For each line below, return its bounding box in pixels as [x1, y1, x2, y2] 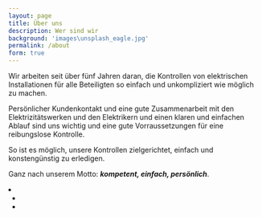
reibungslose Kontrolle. [8, 129, 85, 139]
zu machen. [8, 88, 47, 97]
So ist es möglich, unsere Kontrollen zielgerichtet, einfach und [8, 145, 214, 154]
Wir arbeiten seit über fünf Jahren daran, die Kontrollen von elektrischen [8, 72, 248, 80]
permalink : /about [8, 42, 70, 50]
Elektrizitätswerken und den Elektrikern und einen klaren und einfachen [8, 113, 245, 121]
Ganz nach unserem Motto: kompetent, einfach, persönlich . [8, 170, 210, 178]
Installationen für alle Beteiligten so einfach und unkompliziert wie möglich [8, 80, 255, 89]
